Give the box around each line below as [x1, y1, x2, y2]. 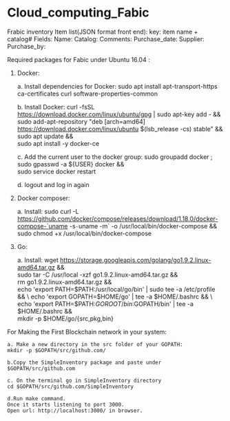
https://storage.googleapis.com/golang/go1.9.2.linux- [59, 256, 211, 264]
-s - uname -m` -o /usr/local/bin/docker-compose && [69, 222, 218, 230]
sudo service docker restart [17, 167, 96, 175]
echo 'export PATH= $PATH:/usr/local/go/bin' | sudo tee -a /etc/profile [17, 285, 216, 293]
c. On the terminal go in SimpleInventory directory [7, 377, 162, 384]
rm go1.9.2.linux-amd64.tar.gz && [17, 277, 112, 286]
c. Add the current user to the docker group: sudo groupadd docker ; [17, 153, 213, 161]
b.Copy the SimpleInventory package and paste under [7, 359, 162, 366]
